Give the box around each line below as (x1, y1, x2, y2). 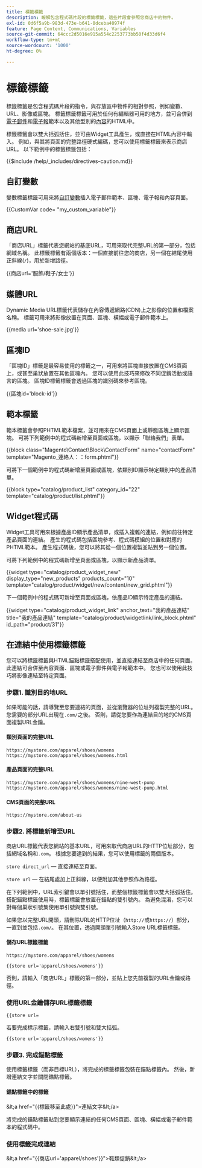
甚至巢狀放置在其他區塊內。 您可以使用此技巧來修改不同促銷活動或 (22, 369, 188, 377)
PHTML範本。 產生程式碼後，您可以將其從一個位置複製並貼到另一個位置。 (6, 543, 190, 550)
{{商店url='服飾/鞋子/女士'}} (6, 270, 75, 277)
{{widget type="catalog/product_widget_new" (6, 568, 121, 575)
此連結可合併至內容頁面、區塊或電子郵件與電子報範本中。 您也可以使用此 (6, 665, 188, 672)
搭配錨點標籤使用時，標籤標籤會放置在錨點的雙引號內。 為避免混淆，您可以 (6, 896, 193, 903)
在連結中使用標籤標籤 (6, 639, 86, 649)
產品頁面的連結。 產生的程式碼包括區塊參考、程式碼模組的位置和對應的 (6, 535, 182, 543)
